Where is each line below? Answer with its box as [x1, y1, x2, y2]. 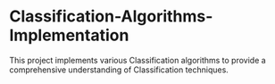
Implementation [9, 25, 129, 46]
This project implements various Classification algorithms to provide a [9, 55, 266, 65]
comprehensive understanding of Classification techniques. [9, 64, 229, 75]
